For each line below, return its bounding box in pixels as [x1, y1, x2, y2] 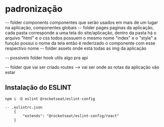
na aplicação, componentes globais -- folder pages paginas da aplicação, [5, 24, 154, 30]
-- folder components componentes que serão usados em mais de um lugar [5, 19, 158, 25]
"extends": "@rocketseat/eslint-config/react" [23, 113, 119, 118]
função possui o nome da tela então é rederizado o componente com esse [5, 40, 156, 46]
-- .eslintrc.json [5, 105, 43, 110]
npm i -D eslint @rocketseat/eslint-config [5, 96, 95, 101]
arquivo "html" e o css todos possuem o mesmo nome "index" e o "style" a [5, 35, 157, 41]
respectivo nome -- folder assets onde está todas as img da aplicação [5, 45, 147, 51]
